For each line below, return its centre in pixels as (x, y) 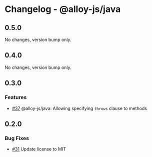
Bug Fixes (17, 138)
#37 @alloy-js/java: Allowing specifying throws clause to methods (79, 108)
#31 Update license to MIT (39, 149)
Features (16, 97)
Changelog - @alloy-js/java (63, 9)
